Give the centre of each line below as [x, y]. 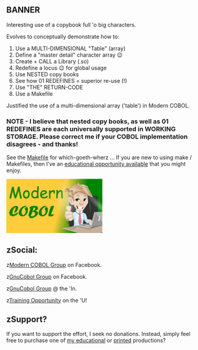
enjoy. [14, 171]
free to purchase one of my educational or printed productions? [86, 340]
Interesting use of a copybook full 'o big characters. [71, 24]
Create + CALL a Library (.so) [52, 61]
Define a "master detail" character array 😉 [69, 55]
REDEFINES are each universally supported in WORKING [91, 129]
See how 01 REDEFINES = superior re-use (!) [71, 80]
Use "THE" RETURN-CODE [49, 87]
